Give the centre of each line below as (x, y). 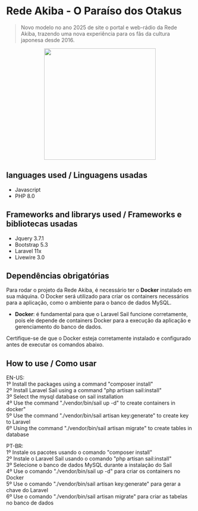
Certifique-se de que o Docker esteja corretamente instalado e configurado (99, 338)
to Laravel (18, 422)
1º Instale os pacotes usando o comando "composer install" (79, 452)
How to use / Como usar (51, 363)
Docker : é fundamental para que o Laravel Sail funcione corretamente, (101, 314)
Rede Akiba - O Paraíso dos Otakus (94, 11)
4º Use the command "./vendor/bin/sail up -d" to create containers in (91, 403)
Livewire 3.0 (30, 257)
